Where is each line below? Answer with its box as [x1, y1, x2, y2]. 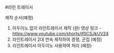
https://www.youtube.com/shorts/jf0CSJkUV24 [12, 31, 109, 36]
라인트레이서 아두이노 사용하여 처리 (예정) [12, 43, 92, 48]
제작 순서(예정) [5, 15, 33, 21]
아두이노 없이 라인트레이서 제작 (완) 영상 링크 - [12, 25, 102, 31]
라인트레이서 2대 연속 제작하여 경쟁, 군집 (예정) [12, 36, 102, 42]
